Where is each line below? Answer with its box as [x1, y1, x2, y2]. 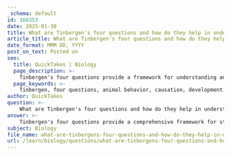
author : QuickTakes [7, 93, 63, 100]
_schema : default [7, 10, 57, 17]
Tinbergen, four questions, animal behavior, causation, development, [19, 86, 226, 93]
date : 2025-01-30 [7, 23, 57, 29]
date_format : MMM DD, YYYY [7, 42, 85, 49]
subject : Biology [7, 125, 57, 132]
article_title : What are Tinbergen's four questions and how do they [7, 36, 211, 43]
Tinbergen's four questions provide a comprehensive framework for [19, 118, 217, 126]
